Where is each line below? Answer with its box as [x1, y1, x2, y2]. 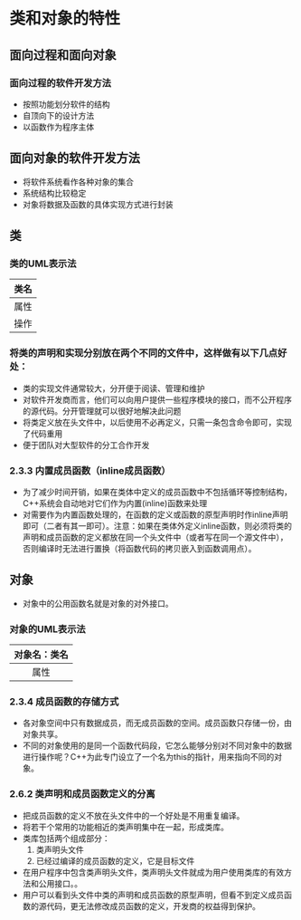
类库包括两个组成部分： [22, 832, 110, 843]
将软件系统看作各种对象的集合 [22, 176, 134, 187]
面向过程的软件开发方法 [9, 76, 111, 89]
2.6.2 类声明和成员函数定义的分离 [9, 788, 155, 800]
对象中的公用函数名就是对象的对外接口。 [22, 598, 174, 609]
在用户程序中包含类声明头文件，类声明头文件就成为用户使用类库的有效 [22, 867, 285, 877]
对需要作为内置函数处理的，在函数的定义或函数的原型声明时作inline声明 [22, 509, 288, 520]
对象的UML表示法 [9, 622, 86, 635]
